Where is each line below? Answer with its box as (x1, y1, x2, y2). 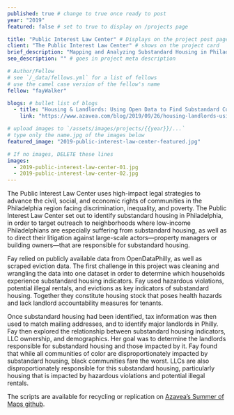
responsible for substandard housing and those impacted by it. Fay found (7, 342, 218, 350)
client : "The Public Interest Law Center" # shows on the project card (7, 42, 219, 49)
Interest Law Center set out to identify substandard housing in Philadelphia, (7, 212, 224, 220)
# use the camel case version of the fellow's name (7, 81, 160, 88)
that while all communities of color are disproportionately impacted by (7, 350, 208, 358)
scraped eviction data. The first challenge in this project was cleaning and (7, 262, 219, 270)
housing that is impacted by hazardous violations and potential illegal (7, 372, 205, 380)
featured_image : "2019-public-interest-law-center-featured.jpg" (7, 138, 201, 145)
